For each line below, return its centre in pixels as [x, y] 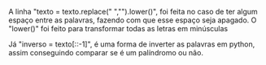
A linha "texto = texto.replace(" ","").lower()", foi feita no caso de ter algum [133, 12]
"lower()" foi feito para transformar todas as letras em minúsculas [118, 28]
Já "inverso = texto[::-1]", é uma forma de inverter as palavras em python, [132, 44]
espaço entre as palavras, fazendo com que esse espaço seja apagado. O [133, 20]
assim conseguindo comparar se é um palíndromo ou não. [106, 53]
